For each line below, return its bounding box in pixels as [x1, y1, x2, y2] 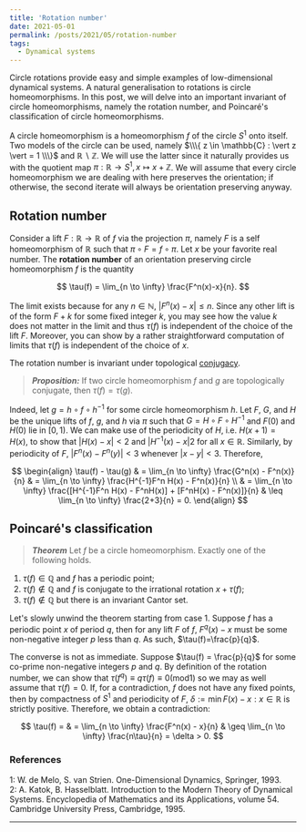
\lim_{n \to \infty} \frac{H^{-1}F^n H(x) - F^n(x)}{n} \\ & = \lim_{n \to [42, 475, 293, 486]
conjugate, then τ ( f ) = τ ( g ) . [31, 385, 134, 395]
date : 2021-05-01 [9, 22, 76, 31]
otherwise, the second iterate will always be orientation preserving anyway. [9, 181, 293, 192]
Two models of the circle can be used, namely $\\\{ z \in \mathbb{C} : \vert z [9, 139, 297, 150]
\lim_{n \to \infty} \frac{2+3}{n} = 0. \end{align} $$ [57, 494, 249, 506]
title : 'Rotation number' [9, 13, 107, 23]
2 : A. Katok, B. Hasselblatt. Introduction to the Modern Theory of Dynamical [9, 784, 293, 795]
